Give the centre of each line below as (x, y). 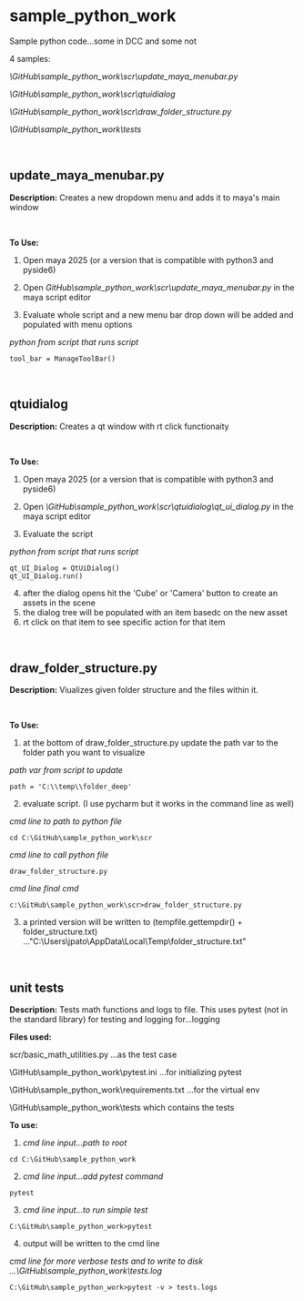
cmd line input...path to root (75, 1143)
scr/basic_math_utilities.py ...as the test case (93, 1055)
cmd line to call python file (59, 855)
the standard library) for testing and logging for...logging (115, 1020)
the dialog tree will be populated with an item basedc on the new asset (155, 612)
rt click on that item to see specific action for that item (124, 622)
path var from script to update (66, 770)
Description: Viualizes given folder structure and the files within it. (134, 690)
